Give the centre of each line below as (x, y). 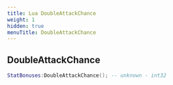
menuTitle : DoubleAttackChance (52, 32)
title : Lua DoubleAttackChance (52, 13)
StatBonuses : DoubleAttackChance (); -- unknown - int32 (87, 75)
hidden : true (26, 26)
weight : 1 (21, 20)
